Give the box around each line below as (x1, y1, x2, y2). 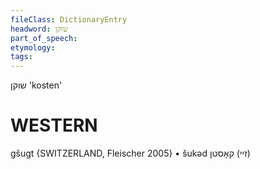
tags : (10, 52, 33, 62)
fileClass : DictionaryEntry (10, 14, 128, 25)
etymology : (10, 42, 56, 53)
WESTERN (10, 114, 98, 137)
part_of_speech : (10, 33, 78, 43)
